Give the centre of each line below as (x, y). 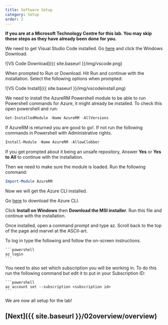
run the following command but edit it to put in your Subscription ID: (75, 273)
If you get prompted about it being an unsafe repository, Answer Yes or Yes (83, 152)
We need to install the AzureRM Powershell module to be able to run (75, 98)
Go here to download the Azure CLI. (42, 201)
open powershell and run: (32, 109)
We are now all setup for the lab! (39, 300)
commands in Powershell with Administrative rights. (59, 133)
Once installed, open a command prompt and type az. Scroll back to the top (83, 226)
